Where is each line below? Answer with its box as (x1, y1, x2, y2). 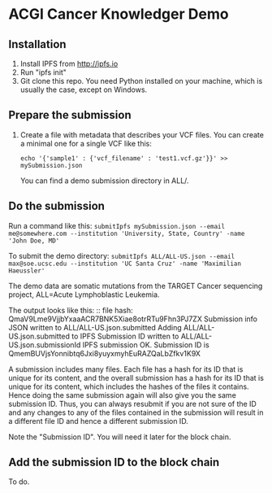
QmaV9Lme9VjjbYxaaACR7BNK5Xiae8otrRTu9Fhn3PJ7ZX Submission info (8, 314, 258, 324)
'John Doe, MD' (8, 237, 60, 245)
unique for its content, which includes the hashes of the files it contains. (8, 382, 249, 391)
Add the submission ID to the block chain (8, 456, 220, 469)
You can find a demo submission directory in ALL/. (19, 176, 189, 185)
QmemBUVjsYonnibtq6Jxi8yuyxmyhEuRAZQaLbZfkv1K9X (8, 348, 201, 358)
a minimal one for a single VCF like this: (19, 138, 152, 148)
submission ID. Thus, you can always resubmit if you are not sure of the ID (8, 399, 257, 408)
